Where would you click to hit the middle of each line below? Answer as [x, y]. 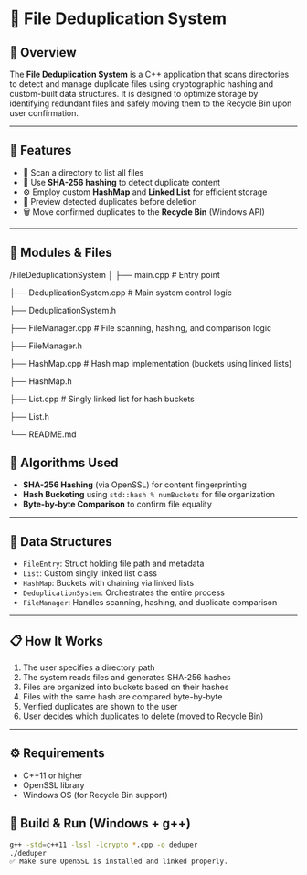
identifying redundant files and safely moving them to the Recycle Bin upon [151, 103]
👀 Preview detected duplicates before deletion [110, 201]
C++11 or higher [53, 775]
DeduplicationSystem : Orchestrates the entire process [124, 592]
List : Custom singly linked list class [90, 573]
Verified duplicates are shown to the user [100, 707]
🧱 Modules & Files [61, 253]
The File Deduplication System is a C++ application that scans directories [149, 74]
